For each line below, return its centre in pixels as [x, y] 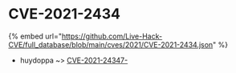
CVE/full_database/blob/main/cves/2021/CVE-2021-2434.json [111, 44]
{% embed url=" [35, 36]
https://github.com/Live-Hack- [112, 36]
